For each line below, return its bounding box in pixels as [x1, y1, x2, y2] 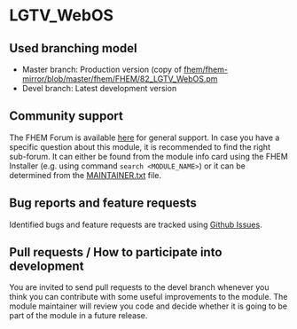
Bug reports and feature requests [9, 196, 198, 211]
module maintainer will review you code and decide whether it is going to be [9, 301, 288, 311]
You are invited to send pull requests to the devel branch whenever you [9, 282, 270, 293]
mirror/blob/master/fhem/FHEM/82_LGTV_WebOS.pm [21, 74, 218, 84]
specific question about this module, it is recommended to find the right [9, 141, 270, 152]
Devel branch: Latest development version [21, 83, 177, 93]
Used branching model [9, 41, 137, 56]
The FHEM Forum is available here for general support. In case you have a [9, 132, 280, 143]
